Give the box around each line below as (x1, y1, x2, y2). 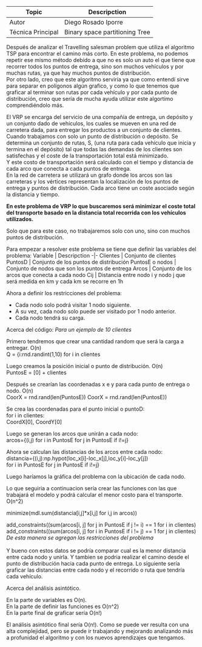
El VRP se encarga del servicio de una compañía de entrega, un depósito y (6, 114, 193, 120)
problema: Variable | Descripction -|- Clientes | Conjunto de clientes (6, 252, 176, 259)
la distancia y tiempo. (6, 191, 59, 198)
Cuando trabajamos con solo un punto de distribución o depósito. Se (6, 133, 178, 140)
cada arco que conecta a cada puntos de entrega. (6, 165, 132, 172)
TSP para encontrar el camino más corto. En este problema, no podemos (6, 50, 189, 57)
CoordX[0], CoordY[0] (6, 419, 62, 425)
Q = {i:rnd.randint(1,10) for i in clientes (6, 351, 101, 358)
